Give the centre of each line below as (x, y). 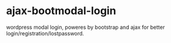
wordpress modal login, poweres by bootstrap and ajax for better (85, 27)
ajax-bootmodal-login (61, 11)
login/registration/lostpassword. (45, 33)
